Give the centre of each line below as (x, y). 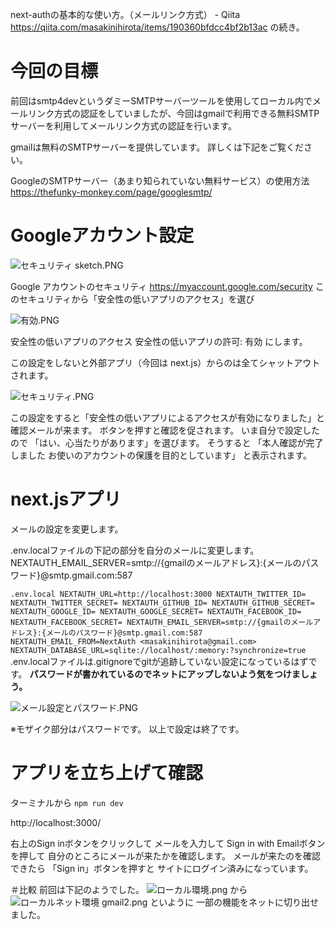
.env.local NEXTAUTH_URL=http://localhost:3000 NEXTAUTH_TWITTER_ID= (158, 594)
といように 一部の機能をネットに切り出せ (234, 902)
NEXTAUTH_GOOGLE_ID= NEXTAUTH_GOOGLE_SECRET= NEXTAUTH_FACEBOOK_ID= (156, 611)
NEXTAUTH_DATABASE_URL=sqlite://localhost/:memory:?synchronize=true (158, 650)
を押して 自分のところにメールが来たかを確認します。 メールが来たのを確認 (166, 855)
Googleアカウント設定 (102, 235)
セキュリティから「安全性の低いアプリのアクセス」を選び (136, 299)
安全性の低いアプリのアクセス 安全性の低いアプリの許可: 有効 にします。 (159, 341)
